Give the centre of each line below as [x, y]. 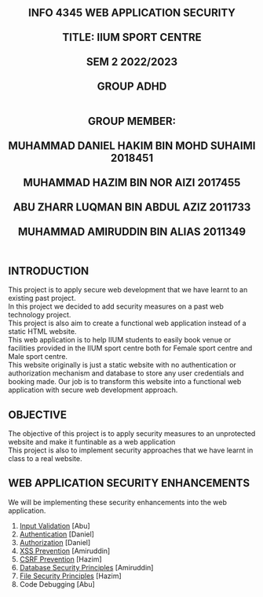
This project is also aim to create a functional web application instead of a [127, 323]
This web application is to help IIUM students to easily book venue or [120, 340]
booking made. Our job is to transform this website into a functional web [125, 382]
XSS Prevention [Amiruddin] [65, 551]
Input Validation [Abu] [55, 526]
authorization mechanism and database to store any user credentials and [126, 373]
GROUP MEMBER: [132, 121]
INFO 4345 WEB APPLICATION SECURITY [132, 13]
